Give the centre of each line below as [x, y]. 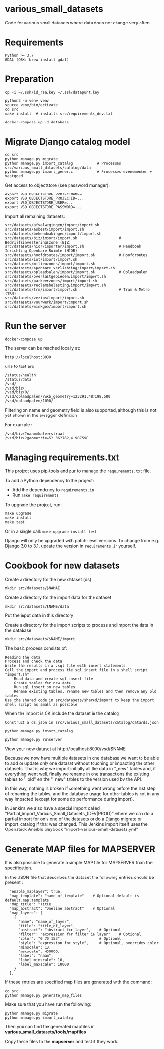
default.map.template [27, 900]
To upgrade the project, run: [34, 504]
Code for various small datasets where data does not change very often [78, 23]
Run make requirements [35, 495]
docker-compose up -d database [37, 122]
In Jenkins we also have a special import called [53, 808]
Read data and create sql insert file [53, 679]
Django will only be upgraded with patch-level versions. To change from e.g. [82, 540]
